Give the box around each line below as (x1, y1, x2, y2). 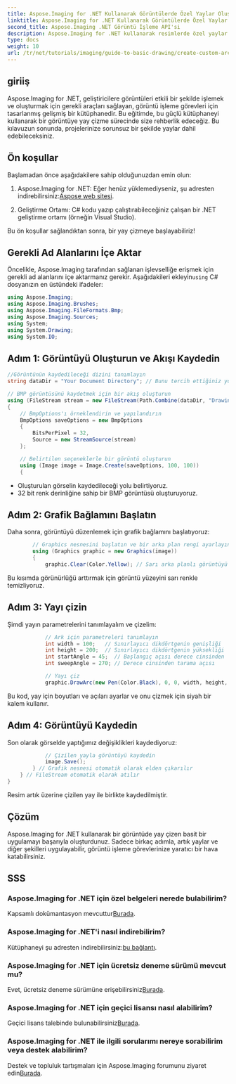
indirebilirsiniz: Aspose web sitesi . (17, 191, 114, 200)
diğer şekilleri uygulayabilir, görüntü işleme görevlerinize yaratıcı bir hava (7, 844, 218, 853)
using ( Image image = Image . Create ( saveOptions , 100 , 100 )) (20, 462, 199, 469)
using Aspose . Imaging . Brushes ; (7, 300, 99, 308)
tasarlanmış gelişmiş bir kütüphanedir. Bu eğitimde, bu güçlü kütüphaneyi (7, 109, 219, 117)
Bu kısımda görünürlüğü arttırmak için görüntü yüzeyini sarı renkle (7, 574, 198, 582)
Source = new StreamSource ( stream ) (32, 437, 137, 444)
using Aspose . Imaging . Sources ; (7, 314, 99, 321)
